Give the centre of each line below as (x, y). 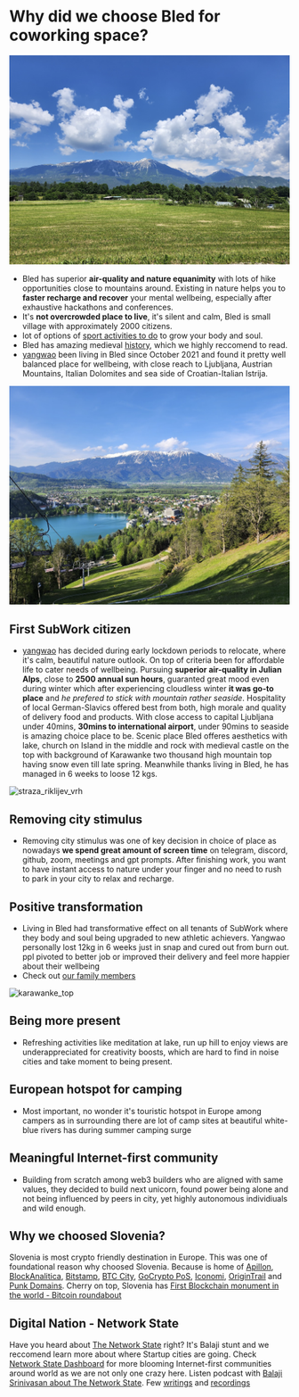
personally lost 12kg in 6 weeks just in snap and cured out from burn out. (155, 947)
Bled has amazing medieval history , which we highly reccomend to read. (155, 344)
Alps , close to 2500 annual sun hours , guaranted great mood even (145, 679)
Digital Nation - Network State (94, 1323)
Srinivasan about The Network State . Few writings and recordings (130, 1383)
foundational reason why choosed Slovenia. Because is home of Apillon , (141, 1267)
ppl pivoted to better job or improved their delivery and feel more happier (156, 957)
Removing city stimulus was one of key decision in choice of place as (149, 841)
